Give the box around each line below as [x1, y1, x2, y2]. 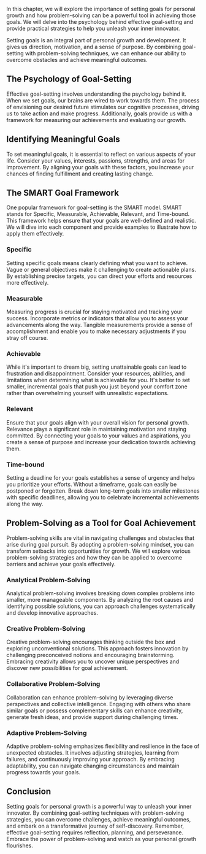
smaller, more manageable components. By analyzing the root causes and [6, 596, 194, 604]
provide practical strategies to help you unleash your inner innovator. [6, 25, 180, 32]
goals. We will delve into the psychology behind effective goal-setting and [6, 18, 194, 25]
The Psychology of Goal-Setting [6, 74, 132, 85]
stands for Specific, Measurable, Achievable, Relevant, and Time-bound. [6, 210, 190, 218]
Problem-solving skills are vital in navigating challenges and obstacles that [6, 534, 195, 542]
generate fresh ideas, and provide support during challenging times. [6, 713, 179, 720]
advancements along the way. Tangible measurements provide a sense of [6, 321, 193, 329]
